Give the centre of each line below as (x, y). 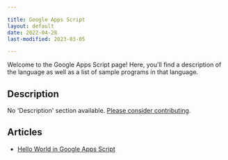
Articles (25, 132)
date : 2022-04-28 (32, 33)
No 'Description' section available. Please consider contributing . (99, 111)
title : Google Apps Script (46, 19)
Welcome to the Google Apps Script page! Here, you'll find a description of (114, 65)
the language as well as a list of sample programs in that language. (103, 72)
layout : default (31, 26)
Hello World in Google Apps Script (66, 149)
